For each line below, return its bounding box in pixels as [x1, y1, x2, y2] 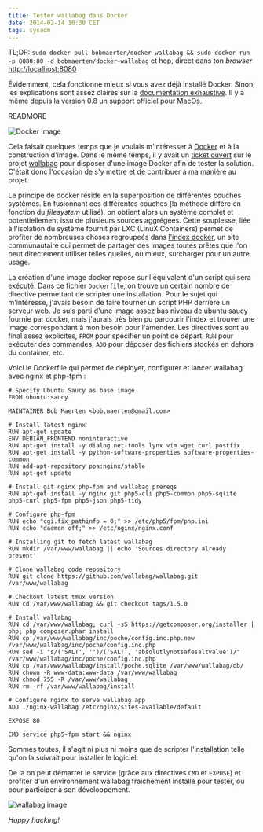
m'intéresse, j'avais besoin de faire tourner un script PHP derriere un [8, 298, 230, 307]
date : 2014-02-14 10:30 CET [8, 19, 100, 27]
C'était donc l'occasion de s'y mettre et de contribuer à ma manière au [8, 167, 237, 177]
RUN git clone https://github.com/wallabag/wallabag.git [8, 572, 199, 580]
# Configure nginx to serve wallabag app [8, 697, 146, 705]
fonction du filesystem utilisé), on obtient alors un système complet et [8, 208, 234, 217]
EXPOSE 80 [8, 717, 41, 725]
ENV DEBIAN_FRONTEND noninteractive [8, 435, 128, 443]
